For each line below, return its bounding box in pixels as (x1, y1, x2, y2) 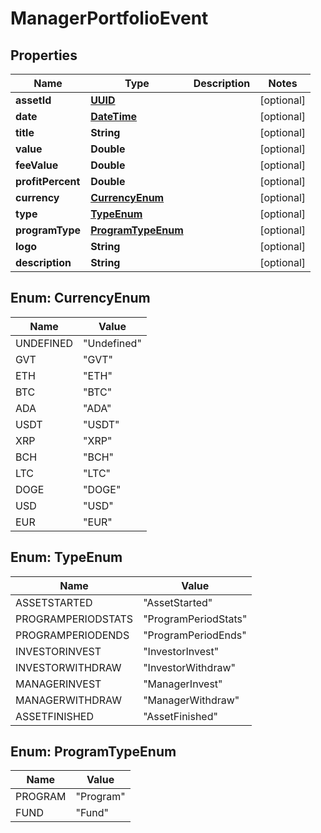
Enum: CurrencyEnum (10, 290, 151, 307)
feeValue (15, 158, 59, 172)
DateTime (90, 110, 138, 123)
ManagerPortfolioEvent (10, 7, 209, 30)
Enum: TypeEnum (10, 549, 123, 566)
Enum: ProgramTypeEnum (10, 743, 177, 761)
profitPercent (15, 175, 81, 188)
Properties (10, 47, 78, 64)
